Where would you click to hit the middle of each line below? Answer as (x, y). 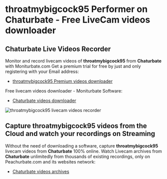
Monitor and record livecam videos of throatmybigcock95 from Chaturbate (83, 61)
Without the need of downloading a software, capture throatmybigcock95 (82, 145)
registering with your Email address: (42, 71)
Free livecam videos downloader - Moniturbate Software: (64, 91)
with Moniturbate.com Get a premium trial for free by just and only (73, 66)
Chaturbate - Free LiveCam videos (78, 20)
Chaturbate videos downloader (44, 100)
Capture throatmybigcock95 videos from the (76, 126)
